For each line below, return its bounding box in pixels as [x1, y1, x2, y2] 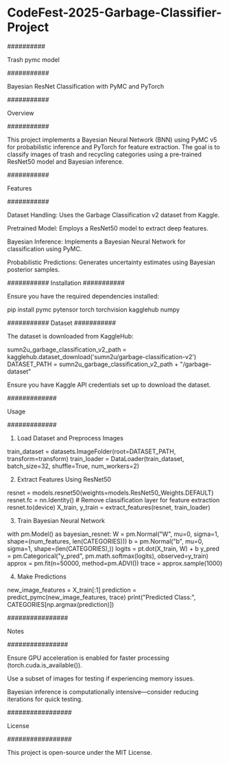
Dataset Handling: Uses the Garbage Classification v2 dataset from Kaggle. [7, 211, 220, 219]
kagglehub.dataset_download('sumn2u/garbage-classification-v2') [7, 352, 197, 361]
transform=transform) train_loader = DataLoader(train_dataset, [7, 454, 184, 462]
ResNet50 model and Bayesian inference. [7, 157, 124, 166]
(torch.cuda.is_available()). [7, 660, 82, 669]
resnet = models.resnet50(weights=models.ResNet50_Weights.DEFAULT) [7, 488, 214, 497]
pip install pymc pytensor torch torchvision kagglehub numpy [7, 305, 180, 314]
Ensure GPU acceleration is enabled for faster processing [7, 654, 169, 662]
